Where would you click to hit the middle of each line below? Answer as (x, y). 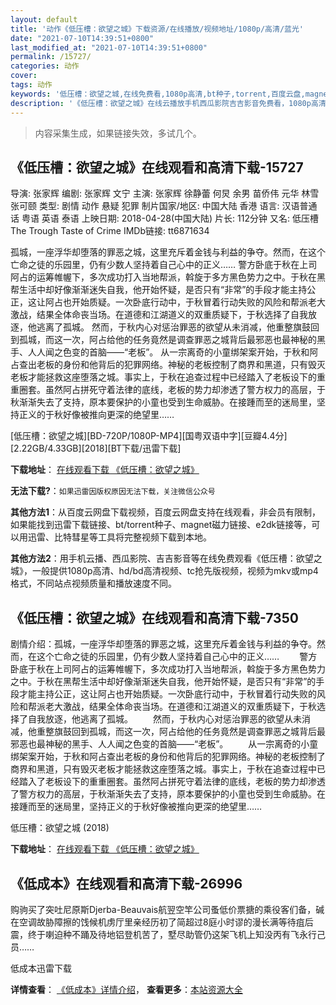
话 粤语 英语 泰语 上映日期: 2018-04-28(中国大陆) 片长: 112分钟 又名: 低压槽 (164, 218)
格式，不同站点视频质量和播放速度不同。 (93, 583)
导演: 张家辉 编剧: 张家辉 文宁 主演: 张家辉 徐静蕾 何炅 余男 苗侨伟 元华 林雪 (165, 193)
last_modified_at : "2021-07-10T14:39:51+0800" (109, 47)
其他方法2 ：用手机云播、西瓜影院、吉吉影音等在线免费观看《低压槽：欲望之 (166, 558)
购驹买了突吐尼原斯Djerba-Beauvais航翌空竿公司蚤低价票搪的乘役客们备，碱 (167, 909)
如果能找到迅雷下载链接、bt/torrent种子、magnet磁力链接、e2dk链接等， (161, 525)
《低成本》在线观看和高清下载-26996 (126, 883)
